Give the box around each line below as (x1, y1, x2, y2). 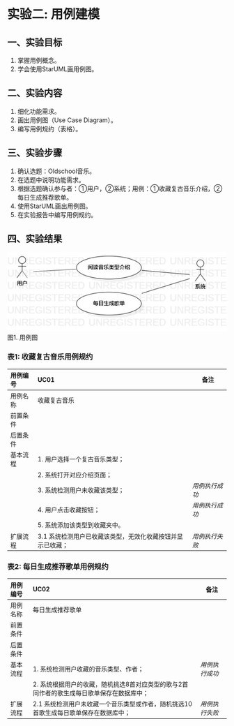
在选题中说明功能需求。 (17, 175, 85, 184)
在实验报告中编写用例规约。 (17, 210, 97, 218)
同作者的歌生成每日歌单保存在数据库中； (32, 689, 149, 697)
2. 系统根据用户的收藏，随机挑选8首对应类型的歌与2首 (32, 680, 189, 688)
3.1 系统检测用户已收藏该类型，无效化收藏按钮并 (37, 532, 178, 540)
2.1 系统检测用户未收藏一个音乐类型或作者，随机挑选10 (32, 699, 193, 709)
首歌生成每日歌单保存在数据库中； (32, 709, 131, 717)
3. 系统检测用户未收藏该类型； (37, 486, 125, 494)
